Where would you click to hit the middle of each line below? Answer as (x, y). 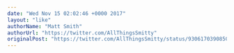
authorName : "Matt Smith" (45, 26)
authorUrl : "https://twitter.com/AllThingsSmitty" (82, 33)
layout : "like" (29, 20)
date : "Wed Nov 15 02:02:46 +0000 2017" (67, 13)
